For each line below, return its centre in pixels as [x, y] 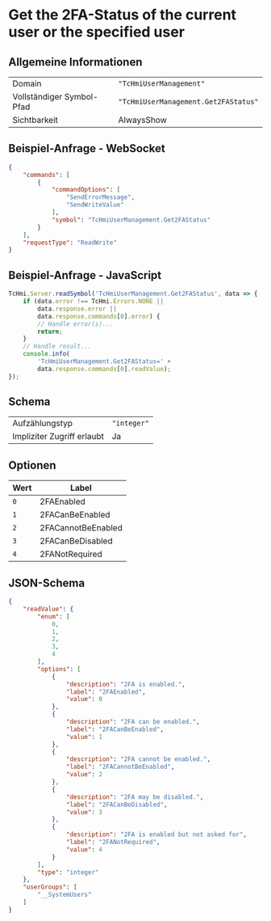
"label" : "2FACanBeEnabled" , [115, 729]
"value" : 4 [84, 849]
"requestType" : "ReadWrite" [70, 243]
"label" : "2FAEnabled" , [106, 692]
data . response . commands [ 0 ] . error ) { [99, 316]
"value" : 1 [84, 737]
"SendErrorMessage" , [100, 197]
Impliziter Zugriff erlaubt [58, 437]
